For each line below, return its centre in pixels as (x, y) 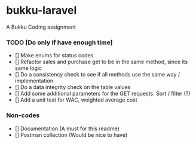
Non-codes (23, 115)
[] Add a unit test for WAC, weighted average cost (76, 100)
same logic (28, 68)
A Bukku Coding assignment (41, 27)
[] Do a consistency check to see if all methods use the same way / (97, 75)
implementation (34, 81)
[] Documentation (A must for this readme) (67, 128)
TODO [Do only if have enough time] (59, 42)
